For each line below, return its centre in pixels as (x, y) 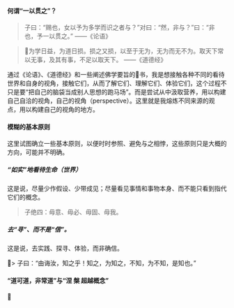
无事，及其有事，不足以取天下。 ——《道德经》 (99, 60)
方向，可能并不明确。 (38, 152)
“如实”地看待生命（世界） (45, 170)
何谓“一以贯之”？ (32, 10)
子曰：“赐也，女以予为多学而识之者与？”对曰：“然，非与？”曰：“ (116, 27)
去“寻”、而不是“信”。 (39, 229)
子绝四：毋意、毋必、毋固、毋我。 (73, 212)
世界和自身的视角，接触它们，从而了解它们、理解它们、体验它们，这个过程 (114, 83)
